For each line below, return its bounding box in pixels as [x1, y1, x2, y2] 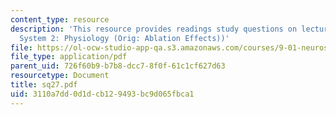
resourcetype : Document [10, 71, 110, 81]
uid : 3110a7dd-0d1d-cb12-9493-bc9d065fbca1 [10, 89, 195, 99]
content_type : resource [10, 14, 110, 25]
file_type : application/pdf [10, 52, 128, 62]
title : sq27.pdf [10, 80, 78, 90]
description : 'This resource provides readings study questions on [10, 24, 298, 34]
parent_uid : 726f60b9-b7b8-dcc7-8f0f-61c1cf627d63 [10, 61, 226, 71]
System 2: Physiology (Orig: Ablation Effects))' [19, 33, 230, 43]
